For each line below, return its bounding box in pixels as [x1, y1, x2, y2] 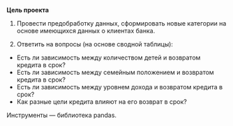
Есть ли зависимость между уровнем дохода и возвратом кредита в [16, 83, 223, 91]
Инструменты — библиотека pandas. [6, 111, 116, 119]
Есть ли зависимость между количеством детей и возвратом [16, 53, 201, 62]
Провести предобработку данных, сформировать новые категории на [16, 19, 227, 27]
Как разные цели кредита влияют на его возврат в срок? [16, 98, 188, 106]
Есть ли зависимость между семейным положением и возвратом [16, 69, 214, 76]
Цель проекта [6, 6, 50, 14]
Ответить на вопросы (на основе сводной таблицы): [16, 40, 174, 48]
